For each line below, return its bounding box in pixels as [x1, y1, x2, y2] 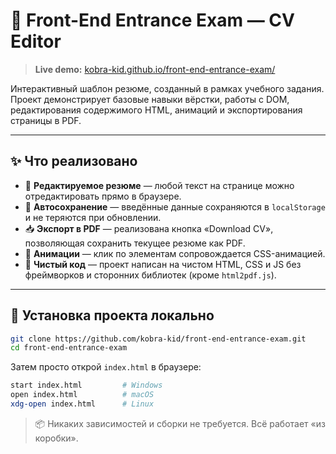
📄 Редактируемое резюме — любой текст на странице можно [24, 179, 295, 191]
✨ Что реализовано [10, 153, 138, 170]
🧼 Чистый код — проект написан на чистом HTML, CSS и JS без [24, 258, 302, 270]
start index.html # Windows [10, 380, 163, 391]
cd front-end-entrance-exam [10, 343, 128, 353]
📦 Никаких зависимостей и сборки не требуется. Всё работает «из [34, 417, 326, 429]
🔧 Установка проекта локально [10, 307, 215, 324]
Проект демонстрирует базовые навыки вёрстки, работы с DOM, [10, 93, 290, 105]
